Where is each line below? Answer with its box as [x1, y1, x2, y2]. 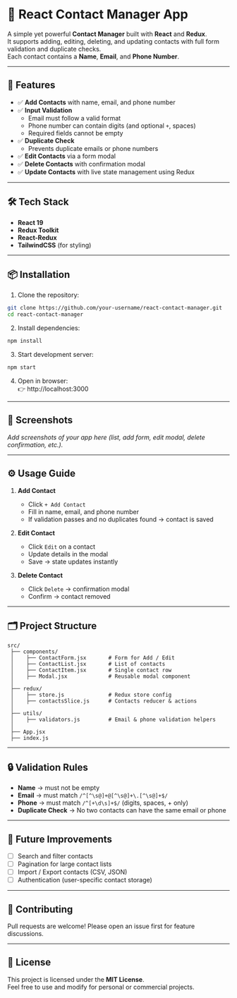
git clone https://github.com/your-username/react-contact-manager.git [7, 305, 222, 312]
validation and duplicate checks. [7, 44, 102, 53]
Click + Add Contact [28, 500, 86, 509]
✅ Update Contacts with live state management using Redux [17, 167, 195, 176]
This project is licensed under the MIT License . [7, 975, 145, 983]
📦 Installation [7, 268, 71, 281]
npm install [7, 338, 42, 345]
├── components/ [10, 648, 59, 655]
